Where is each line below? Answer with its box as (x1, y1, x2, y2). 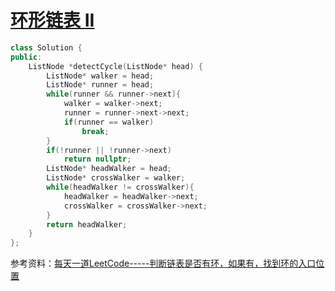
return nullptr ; (63, 154, 132, 165)
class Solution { (10, 42, 83, 53)
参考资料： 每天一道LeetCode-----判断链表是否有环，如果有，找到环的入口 (10, 257, 317, 270)
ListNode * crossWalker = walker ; (46, 173, 186, 183)
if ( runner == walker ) (63, 117, 155, 127)
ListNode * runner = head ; (46, 80, 155, 90)
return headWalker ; (46, 219, 128, 230)
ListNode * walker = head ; (46, 71, 155, 81)
